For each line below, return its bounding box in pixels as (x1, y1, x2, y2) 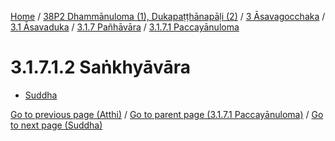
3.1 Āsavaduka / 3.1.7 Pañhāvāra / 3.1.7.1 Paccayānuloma (10, 21, 240, 33)
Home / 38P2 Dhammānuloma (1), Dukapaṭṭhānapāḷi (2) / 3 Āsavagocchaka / (10, 11, 326, 22)
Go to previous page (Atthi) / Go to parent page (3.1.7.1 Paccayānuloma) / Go (10, 108, 324, 120)
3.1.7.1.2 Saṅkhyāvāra (10, 56, 191, 79)
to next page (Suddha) (10, 119, 103, 131)
